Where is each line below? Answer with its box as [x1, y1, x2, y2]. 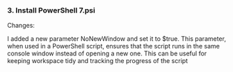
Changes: [7, 21, 35, 30]
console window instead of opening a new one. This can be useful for [7, 49, 207, 57]
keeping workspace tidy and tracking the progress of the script [7, 57, 188, 65]
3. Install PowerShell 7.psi [7, 6, 95, 15]
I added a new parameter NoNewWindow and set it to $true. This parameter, [7, 35, 226, 43]
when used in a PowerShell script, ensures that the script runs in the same [7, 42, 220, 51]
